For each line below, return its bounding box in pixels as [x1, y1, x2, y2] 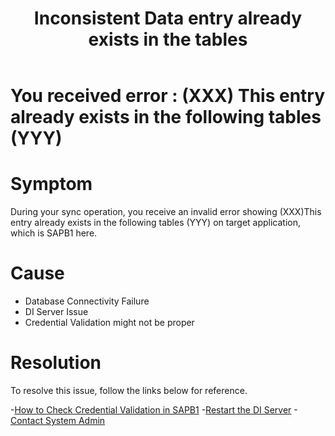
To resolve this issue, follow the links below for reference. [10, 385, 248, 396]
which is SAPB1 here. [10, 227, 98, 239]
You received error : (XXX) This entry [10, 85, 326, 107]
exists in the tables [88, 28, 248, 51]
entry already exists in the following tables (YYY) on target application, [10, 217, 302, 229]
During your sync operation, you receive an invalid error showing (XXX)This [10, 206, 322, 218]
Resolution [10, 352, 102, 374]
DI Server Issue [24, 306, 89, 318]
